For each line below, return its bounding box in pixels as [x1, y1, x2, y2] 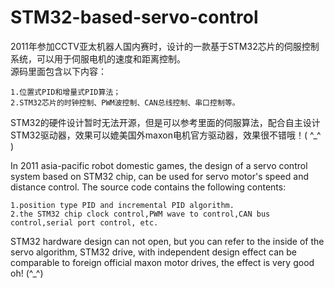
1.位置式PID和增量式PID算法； [10, 87, 122, 97]
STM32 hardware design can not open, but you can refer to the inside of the [10, 235, 325, 247]
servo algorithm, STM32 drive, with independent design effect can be [10, 246, 297, 258]
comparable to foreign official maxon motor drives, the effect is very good [10, 256, 315, 268]
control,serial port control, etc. [10, 217, 159, 228]
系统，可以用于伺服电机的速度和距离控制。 [10, 52, 186, 65]
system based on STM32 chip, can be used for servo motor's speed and [10, 170, 309, 182]
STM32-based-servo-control [10, 6, 259, 29]
